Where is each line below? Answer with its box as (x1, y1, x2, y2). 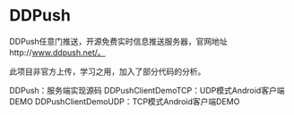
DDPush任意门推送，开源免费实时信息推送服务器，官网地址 (9, 36, 229, 46)
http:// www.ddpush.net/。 (9, 46, 106, 58)
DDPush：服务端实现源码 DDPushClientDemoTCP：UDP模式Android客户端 (9, 85, 285, 95)
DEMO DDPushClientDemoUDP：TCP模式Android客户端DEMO (9, 95, 240, 107)
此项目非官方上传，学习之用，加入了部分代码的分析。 (9, 66, 206, 77)
